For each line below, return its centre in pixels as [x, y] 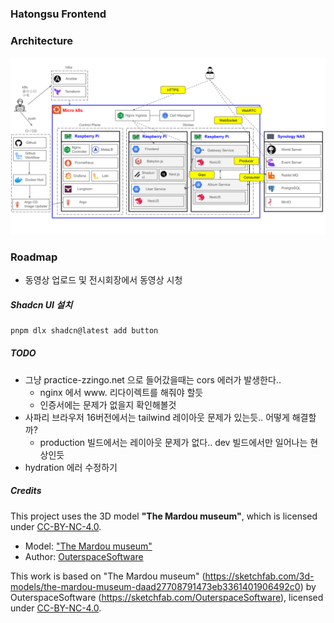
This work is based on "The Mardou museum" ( [108, 576]
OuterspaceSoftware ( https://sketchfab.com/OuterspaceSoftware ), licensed [167, 597]
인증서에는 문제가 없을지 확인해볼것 [108, 404]
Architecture [42, 40]
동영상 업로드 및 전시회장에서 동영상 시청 [103, 280]
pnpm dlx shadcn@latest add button [84, 330]
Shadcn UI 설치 [41, 304]
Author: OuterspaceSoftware [84, 556]
